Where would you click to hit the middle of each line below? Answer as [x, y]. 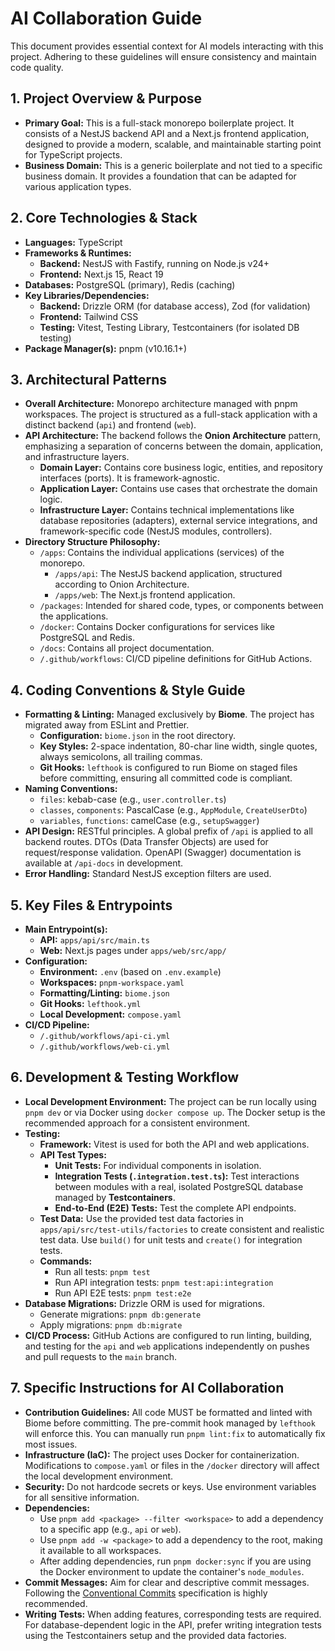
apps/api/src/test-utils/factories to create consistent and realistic [182, 1229]
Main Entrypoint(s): [66, 929]
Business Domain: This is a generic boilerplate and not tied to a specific [173, 165]
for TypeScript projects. [73, 154]
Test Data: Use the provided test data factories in [141, 1218]
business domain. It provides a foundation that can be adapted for [160, 176]
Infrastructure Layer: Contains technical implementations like [167, 510]
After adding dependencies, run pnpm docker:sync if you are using [175, 1561]
